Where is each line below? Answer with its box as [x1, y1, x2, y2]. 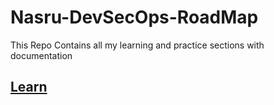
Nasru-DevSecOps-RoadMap [10, 6, 259, 29]
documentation [10, 49, 73, 61]
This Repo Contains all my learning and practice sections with [10, 39, 265, 51]
